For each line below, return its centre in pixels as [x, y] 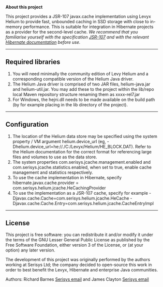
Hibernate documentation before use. [43, 42]
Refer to [143, 146]
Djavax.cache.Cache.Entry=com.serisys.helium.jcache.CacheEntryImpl [83, 203]
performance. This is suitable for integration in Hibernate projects [88, 27]
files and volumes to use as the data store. [55, 157]
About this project [24, 7]
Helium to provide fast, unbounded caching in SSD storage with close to [77, 22]
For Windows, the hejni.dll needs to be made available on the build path [84, 100]
